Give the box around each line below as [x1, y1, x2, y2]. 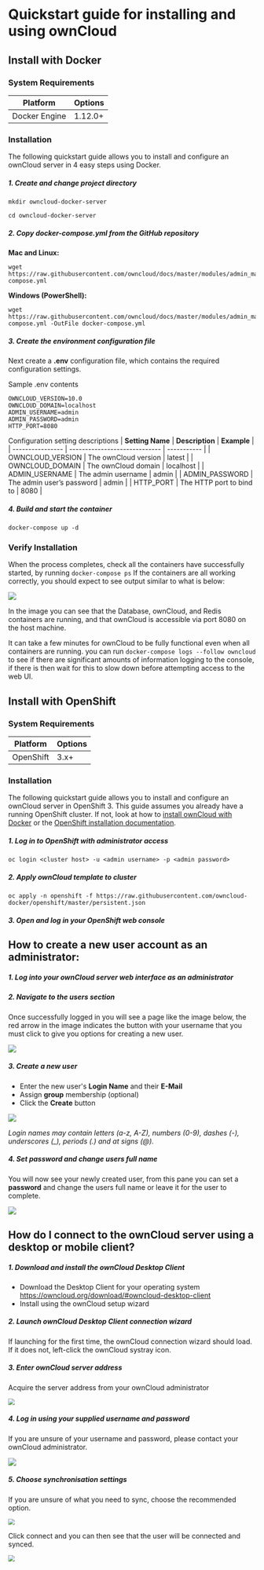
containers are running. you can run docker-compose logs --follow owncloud [8, 646, 256, 657]
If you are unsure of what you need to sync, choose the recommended [8, 1495, 237, 1504]
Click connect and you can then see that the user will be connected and [8, 1532, 241, 1541]
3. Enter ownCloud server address [8, 1363, 123, 1372]
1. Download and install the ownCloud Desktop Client [8, 1262, 185, 1272]
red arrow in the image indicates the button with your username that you [8, 1020, 242, 1030]
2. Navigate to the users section [8, 992, 115, 1002]
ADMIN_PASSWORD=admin [8, 415, 79, 423]
